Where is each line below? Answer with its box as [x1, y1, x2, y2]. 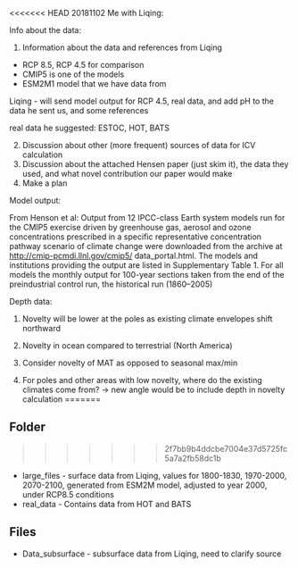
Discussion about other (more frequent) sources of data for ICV [21, 140, 256, 150]
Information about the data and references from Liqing [21, 42, 223, 53]
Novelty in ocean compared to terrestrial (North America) [21, 340, 234, 351]
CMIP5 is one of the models [21, 69, 125, 79]
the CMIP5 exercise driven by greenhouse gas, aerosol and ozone [9, 222, 252, 232]
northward [21, 323, 61, 333]
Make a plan [21, 178, 68, 188]
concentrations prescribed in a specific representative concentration [9, 231, 261, 242]
